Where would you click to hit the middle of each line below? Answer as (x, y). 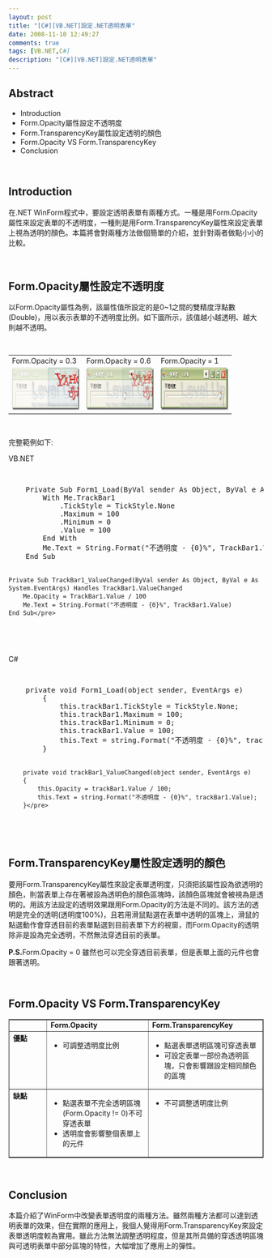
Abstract (31, 94)
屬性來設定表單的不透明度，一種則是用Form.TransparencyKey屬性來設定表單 (136, 222)
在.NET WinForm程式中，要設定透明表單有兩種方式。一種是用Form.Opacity (133, 212)
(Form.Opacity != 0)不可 (103, 1113)
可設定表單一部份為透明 (203, 1055)
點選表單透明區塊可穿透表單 (210, 1045)
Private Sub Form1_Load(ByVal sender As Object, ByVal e (141, 489)
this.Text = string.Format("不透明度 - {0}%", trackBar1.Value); (147, 797)
